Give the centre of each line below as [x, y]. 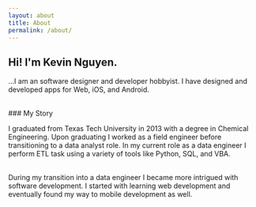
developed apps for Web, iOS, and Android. [79, 90]
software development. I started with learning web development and [119, 186]
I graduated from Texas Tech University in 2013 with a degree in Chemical [128, 129]
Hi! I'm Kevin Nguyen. [63, 62]
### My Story [31, 113]
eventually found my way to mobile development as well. [100, 194]
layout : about [32, 15]
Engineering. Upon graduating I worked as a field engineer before [115, 137]
